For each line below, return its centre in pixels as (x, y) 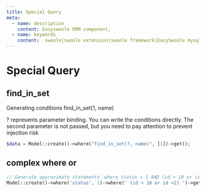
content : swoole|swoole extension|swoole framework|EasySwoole (101, 40)
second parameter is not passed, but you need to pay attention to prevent (100, 126)
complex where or (41, 163)
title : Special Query (34, 12)
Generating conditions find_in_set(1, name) (60, 108)
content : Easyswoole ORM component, (64, 29)
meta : (13, 18)
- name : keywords (34, 35)
